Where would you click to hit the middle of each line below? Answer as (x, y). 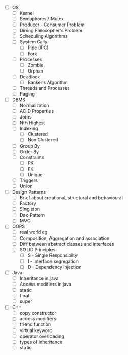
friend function (35, 324)
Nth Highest (32, 123)
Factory (28, 203)
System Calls (33, 42)
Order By (29, 151)
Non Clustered (43, 140)
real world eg (34, 232)
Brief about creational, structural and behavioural (71, 198)
